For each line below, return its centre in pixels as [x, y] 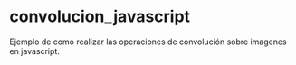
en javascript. [35, 51]
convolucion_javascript [100, 17]
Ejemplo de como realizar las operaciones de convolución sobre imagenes [148, 42]
